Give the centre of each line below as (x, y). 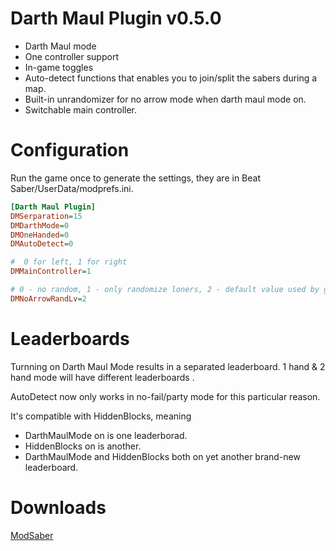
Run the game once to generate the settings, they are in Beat (135, 178)
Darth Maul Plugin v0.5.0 (116, 18)
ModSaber (32, 535)
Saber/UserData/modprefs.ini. (72, 188)
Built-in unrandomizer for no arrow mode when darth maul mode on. (165, 99)
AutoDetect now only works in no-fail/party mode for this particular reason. (165, 396)
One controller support (71, 56)
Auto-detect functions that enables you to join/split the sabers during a (171, 78)
